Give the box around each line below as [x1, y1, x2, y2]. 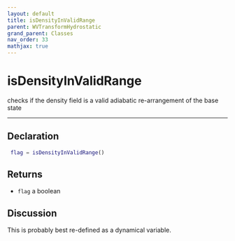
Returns [7, 169, 43, 181]
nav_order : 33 [7, 36, 49, 43]
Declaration [7, 130, 59, 142]
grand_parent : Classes [7, 29, 73, 37]
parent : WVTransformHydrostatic [7, 23, 101, 30]
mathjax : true [7, 43, 49, 50]
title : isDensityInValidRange [7, 17, 96, 24]
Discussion [7, 207, 57, 219]
